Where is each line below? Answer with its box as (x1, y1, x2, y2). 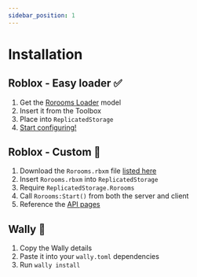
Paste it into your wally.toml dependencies (19, 252, 159, 261)
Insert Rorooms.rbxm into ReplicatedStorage (19, 175, 159, 184)
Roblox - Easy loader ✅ (8, 76, 123, 90)
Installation (8, 45, 83, 63)
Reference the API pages (19, 200, 100, 209)
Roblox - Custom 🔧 (8, 146, 101, 159)
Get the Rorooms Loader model (19, 98, 122, 107)
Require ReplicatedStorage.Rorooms (19, 183, 135, 193)
